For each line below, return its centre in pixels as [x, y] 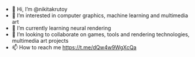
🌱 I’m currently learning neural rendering [61, 28]
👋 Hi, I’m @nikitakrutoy [40, 9]
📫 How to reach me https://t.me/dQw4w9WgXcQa [74, 47]
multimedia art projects [40, 41]
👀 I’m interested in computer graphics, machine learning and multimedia [100, 15]
